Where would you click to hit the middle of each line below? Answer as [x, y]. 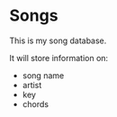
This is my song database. [58, 40]
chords [36, 103]
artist [32, 85]
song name [43, 75]
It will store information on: [59, 58]
